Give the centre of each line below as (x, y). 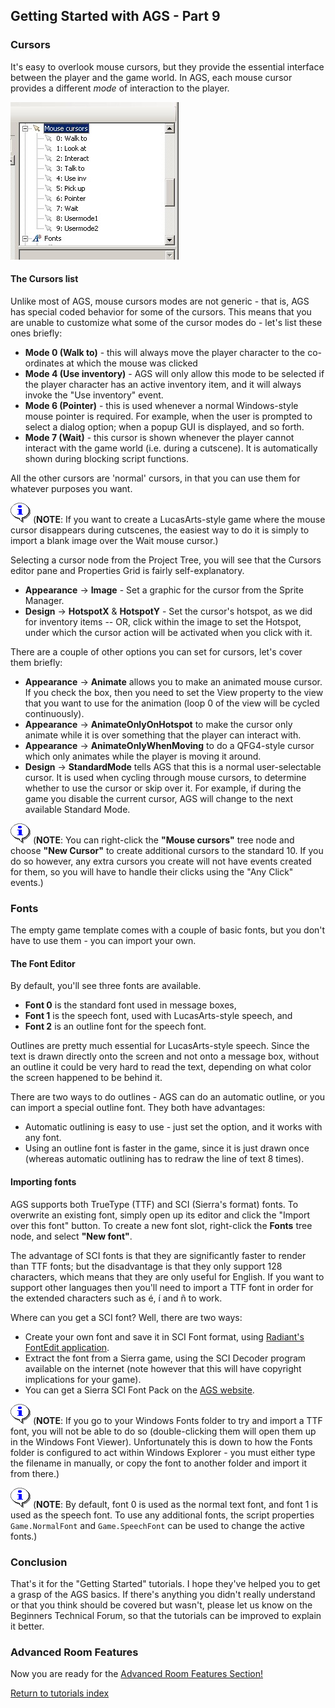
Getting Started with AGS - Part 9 (115, 16)
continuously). (54, 713)
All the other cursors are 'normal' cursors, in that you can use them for (155, 478)
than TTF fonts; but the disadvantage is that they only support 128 (146, 1266)
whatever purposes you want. (71, 488)
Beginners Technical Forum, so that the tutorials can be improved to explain (166, 1615)
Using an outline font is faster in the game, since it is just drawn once (167, 1148)
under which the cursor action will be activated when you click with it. (168, 632)
